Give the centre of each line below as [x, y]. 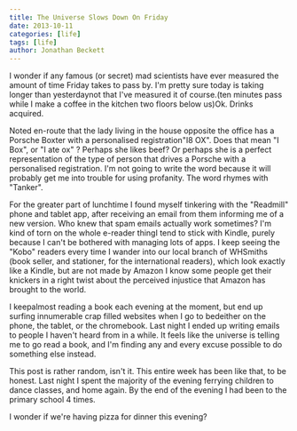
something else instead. [53, 354]
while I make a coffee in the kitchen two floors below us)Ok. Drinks [131, 104]
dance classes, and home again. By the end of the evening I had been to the [148, 390]
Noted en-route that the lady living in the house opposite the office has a [142, 131]
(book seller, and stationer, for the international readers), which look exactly [147, 261]
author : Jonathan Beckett [57, 51]
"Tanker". [26, 188]
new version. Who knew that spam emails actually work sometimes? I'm [141, 224]
